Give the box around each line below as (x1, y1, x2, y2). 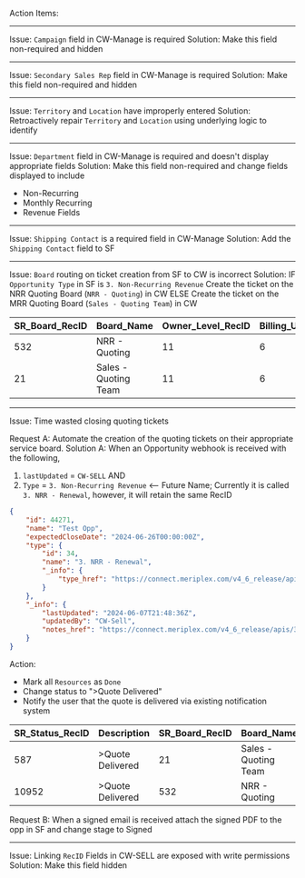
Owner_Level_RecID (162, 320, 251, 332)
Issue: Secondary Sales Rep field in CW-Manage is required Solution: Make (9, 70, 288, 80)
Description (98, 726, 150, 739)
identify (9, 125, 38, 135)
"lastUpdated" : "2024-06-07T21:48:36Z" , (42, 608, 197, 617)
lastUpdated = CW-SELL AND (22, 470, 126, 481)
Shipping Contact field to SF (9, 243, 115, 254)
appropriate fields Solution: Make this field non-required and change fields (9, 161, 289, 171)
